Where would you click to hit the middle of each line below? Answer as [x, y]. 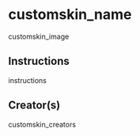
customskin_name [70, 15]
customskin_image [39, 36]
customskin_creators [42, 124]
